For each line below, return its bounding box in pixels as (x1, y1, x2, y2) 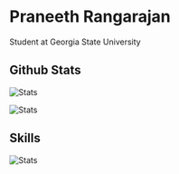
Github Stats (9, 63, 81, 78)
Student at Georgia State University (9, 36, 142, 47)
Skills (9, 130, 41, 146)
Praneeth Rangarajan (9, 6, 172, 27)
